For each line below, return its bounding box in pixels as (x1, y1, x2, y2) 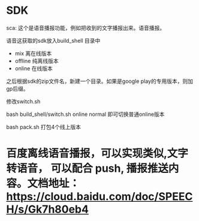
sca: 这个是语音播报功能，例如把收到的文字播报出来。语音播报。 (6, 24, 165, 31)
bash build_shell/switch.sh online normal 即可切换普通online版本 (6, 110, 165, 118)
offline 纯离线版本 (14, 57, 59, 64)
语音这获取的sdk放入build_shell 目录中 (6, 37, 101, 44)
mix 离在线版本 (14, 49, 52, 57)
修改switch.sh (6, 97, 41, 105)
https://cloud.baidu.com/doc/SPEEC (6, 190, 193, 204)
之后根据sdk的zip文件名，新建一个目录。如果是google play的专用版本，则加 (6, 77, 194, 85)
